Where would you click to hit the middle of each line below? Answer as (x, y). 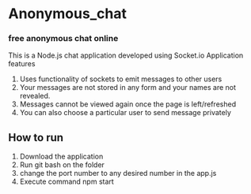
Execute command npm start (67, 181)
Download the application (61, 157)
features (22, 64)
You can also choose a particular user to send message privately (125, 113)
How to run (36, 138)
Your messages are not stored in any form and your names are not (127, 88)
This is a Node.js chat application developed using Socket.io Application (126, 55)
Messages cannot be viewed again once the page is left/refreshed (127, 104)
